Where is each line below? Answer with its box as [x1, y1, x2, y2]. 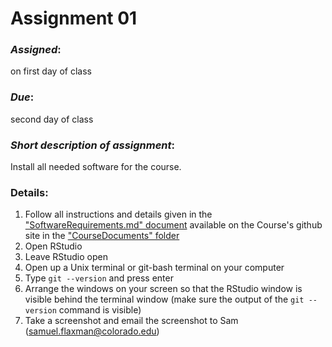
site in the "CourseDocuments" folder [24, 230, 180, 242]
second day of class [10, 113, 94, 125]
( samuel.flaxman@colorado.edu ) [24, 325, 160, 337]
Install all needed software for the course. [10, 161, 182, 173]
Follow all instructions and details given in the [24, 208, 213, 221]
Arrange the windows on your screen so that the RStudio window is [24, 283, 303, 295]
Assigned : [10, 43, 62, 57]
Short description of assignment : [10, 138, 176, 152]
